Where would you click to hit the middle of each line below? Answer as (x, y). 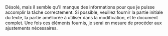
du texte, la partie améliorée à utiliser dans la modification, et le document (81, 18)
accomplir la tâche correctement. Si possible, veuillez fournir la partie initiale (84, 12)
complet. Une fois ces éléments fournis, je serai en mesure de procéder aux (83, 23)
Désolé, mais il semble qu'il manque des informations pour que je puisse (80, 7)
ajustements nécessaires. (32, 28)
